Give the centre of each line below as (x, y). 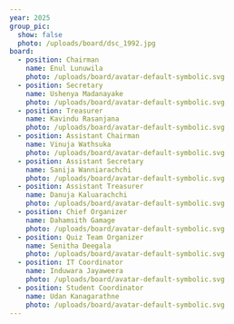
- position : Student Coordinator (81, 288)
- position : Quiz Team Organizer (81, 237)
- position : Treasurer (60, 111)
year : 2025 (30, 18)
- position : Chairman (58, 60)
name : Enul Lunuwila (64, 69)
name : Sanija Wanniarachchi (78, 170)
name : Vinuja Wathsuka (68, 144)
